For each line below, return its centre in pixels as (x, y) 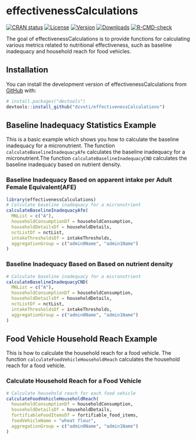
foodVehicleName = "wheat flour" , (54, 421)
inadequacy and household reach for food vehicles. (69, 51)
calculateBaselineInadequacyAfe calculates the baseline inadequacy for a (96, 152)
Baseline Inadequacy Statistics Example (81, 125)
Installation (27, 70)
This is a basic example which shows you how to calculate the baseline (92, 140)
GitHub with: (21, 90)
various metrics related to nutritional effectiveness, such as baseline (89, 45)
